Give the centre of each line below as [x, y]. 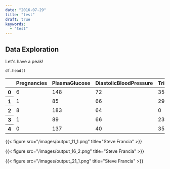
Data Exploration [32, 49]
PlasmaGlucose [71, 83]
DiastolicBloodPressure [124, 83]
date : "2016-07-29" [26, 10]
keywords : [16, 24]
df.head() [16, 71]
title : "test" [20, 15]
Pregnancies [31, 83]
